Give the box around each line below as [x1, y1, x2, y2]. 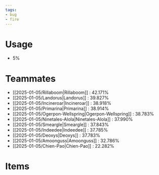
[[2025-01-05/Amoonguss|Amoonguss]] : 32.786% [12, 138, 120, 144]
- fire [5, 17, 19, 22]
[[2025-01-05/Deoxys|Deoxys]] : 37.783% [12, 132, 100, 139]
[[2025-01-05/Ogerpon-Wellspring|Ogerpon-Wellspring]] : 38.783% [12, 111, 154, 117]
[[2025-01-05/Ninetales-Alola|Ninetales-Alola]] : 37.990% [12, 116, 133, 123]
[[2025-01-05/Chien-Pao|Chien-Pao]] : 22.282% [12, 143, 115, 149]
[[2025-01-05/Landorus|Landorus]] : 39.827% [12, 95, 110, 101]
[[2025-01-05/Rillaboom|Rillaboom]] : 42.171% [12, 89, 109, 96]
